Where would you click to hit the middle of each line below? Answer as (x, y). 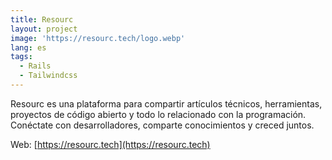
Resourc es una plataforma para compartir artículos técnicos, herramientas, (166, 103)
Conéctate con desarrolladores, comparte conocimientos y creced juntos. (162, 125)
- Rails (35, 66)
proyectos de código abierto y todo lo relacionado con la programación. (158, 114)
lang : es (28, 47)
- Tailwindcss (48, 76)
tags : (21, 57)
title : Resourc (42, 19)
